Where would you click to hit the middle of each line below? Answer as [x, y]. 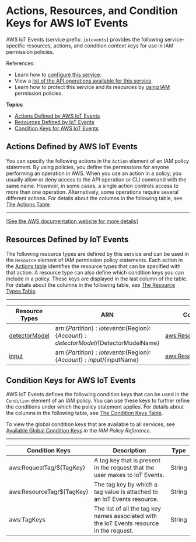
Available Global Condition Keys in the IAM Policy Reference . [79, 431]
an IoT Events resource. [126, 499]
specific [16, 46]
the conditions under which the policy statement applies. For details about [95, 407]
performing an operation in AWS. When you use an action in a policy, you [94, 173]
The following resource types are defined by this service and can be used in [98, 253]
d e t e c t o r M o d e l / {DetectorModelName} [107, 342]
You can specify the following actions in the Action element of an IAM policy [98, 161]
